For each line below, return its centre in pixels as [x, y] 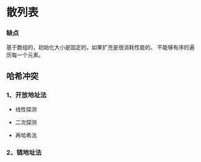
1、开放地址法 [26, 95]
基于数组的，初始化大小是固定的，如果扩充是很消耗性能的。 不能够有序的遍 [100, 48]
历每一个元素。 [25, 55]
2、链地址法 [24, 153]
